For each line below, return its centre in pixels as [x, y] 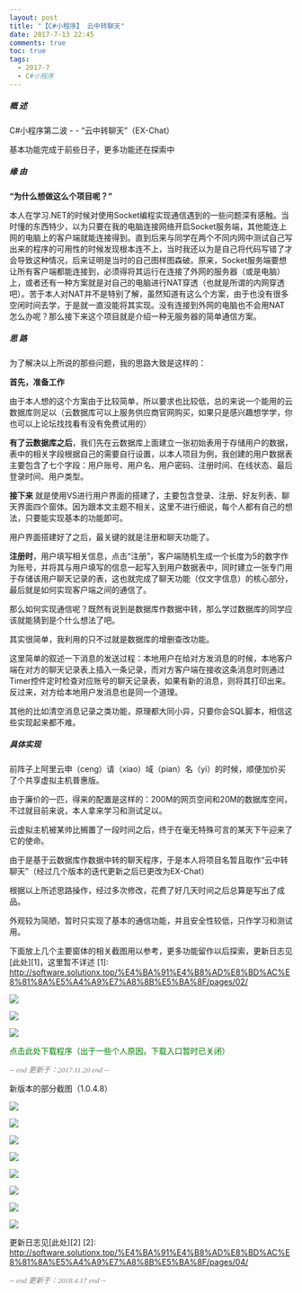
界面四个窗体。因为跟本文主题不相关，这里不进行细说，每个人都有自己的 [151, 506]
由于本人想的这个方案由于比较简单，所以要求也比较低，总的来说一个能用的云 [151, 401]
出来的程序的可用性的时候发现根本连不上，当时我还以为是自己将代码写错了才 [151, 249]
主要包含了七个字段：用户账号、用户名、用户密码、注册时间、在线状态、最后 [151, 465]
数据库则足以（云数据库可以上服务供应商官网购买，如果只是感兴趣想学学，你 [151, 412]
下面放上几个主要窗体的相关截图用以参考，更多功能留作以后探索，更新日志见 [151, 951]
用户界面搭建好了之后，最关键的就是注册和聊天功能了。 [111, 536]
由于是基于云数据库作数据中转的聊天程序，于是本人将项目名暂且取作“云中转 [149, 860]
